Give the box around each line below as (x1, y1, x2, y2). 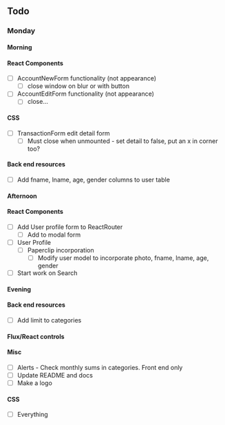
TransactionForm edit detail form (17, 129, 110, 137)
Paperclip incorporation (27, 246, 94, 254)
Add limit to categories (17, 316, 82, 324)
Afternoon (7, 192, 38, 200)
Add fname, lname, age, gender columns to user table (17, 175, 171, 184)
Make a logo (17, 378, 53, 387)
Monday (7, 26, 36, 36)
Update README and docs (17, 371, 93, 379)
